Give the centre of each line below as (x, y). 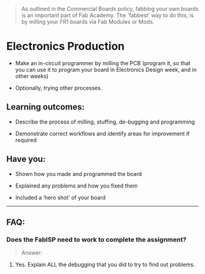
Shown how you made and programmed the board (78, 174)
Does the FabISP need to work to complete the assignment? (96, 239)
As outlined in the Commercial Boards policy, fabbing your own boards (110, 9)
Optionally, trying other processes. (59, 88)
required (26, 140)
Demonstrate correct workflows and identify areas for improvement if (103, 133)
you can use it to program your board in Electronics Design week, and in (106, 69)
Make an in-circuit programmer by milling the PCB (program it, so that (103, 63)
